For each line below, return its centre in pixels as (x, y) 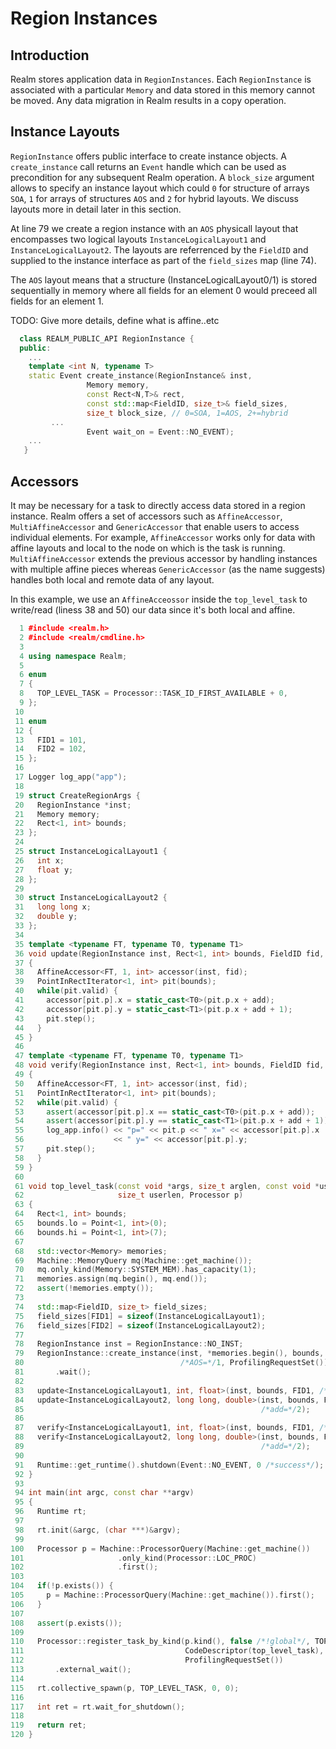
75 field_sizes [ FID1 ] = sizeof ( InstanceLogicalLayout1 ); (140, 1316)
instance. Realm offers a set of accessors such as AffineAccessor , (146, 516)
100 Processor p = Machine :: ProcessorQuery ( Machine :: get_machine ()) (160, 1548)
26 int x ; (39, 860)
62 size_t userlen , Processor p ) (129, 1195)
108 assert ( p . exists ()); (66, 1623)
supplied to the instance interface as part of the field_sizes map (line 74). (163, 260)
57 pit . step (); (55, 1149)
